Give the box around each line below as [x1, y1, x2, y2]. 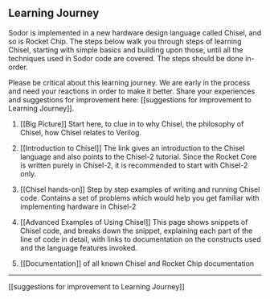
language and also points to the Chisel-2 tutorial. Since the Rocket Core [19, 152, 257, 161]
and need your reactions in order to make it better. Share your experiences [8, 86, 256, 96]
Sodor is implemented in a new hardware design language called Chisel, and [8, 27, 262, 37]
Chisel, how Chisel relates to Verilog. [19, 127, 142, 137]
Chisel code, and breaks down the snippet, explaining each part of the [19, 226, 253, 235]
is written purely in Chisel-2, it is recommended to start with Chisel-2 [19, 160, 248, 170]
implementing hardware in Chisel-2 [19, 201, 137, 211]
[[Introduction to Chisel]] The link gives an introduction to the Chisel [19, 143, 245, 152]
